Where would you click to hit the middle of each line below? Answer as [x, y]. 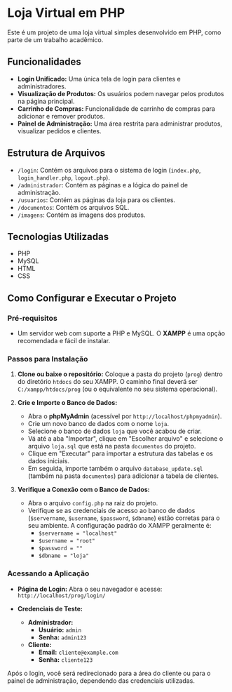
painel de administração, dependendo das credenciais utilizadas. [101, 680]
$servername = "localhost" [78, 534]
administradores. [42, 86]
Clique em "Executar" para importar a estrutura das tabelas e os [121, 453]
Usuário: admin [60, 630]
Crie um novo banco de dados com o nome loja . [98, 424]
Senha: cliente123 [66, 659]
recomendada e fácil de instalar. [64, 341]
